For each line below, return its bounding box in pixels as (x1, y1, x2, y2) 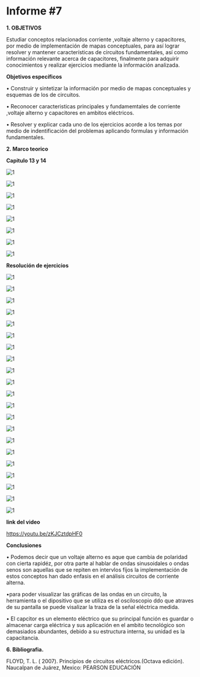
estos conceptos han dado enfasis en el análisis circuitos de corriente (6, 572, 179, 580)
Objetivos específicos (6, 73, 62, 80)
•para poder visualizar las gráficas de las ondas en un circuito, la (6, 590, 167, 598)
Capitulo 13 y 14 (6, 156, 47, 164)
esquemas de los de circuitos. (6, 91, 80, 98)
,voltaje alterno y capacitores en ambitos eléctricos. (6, 109, 135, 116)
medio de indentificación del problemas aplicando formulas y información (6, 127, 189, 134)
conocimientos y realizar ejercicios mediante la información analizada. (6, 61, 180, 69)
